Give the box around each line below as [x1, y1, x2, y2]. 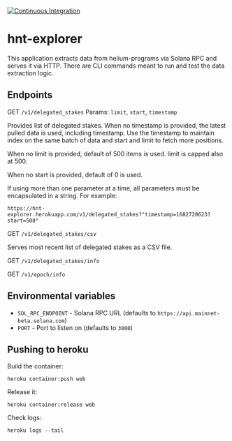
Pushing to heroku [7, 343, 89, 355]
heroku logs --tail [7, 427, 64, 434]
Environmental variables [7, 290, 116, 302]
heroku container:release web [7, 401, 96, 408]
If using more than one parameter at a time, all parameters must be [7, 184, 200, 192]
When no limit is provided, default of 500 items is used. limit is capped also [7, 149, 224, 158]
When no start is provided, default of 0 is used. [7, 170, 143, 179]
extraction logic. [7, 68, 54, 77]
